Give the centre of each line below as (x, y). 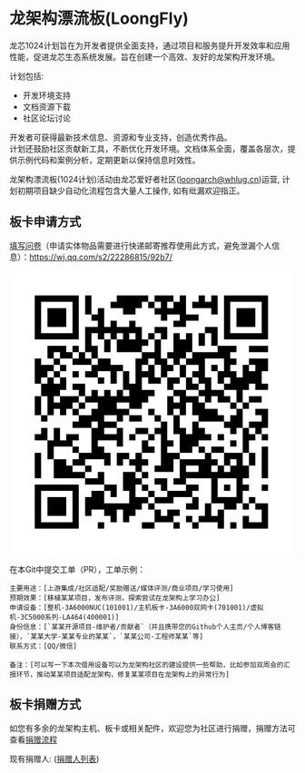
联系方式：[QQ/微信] (44, 646)
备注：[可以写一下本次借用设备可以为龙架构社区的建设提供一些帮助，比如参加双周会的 (147, 665)
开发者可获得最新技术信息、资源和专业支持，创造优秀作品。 (121, 137)
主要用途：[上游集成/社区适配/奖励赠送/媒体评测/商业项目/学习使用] (122, 588)
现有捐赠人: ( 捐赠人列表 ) (54, 758)
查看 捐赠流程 (33, 739)
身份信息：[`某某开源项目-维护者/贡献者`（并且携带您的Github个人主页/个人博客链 (145, 627)
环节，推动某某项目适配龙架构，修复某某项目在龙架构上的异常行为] (123, 674)
